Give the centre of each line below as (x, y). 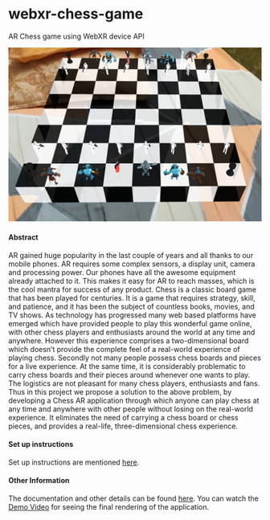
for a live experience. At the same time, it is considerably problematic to (127, 366)
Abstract (23, 237)
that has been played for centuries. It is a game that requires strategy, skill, (132, 297)
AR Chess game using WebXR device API (76, 36)
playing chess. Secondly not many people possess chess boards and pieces (135, 358)
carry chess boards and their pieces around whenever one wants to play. (129, 375)
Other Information (39, 481)
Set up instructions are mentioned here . (74, 462)
